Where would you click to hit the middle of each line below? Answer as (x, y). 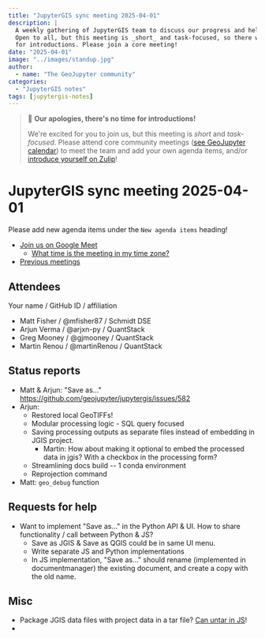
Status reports (45, 371)
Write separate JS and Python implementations (108, 551)
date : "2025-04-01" (40, 52)
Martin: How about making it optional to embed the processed (144, 448)
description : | (33, 23)
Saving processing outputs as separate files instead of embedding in (143, 432)
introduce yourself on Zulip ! (73, 159)
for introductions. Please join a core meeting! (97, 45)
